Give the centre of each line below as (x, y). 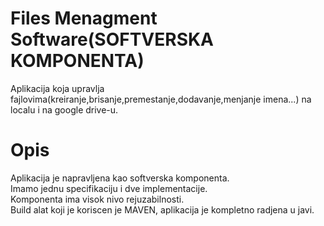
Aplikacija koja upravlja (57, 88)
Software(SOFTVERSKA (112, 39)
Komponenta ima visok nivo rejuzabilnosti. (97, 199)
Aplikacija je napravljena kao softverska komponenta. (120, 178)
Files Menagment (84, 18)
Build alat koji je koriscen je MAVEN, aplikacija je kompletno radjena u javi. (162, 209)
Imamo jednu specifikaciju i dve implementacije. (109, 188)
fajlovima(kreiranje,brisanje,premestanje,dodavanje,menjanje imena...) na (161, 99)
